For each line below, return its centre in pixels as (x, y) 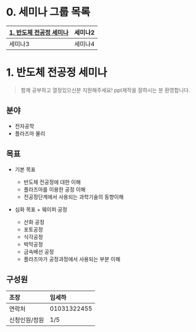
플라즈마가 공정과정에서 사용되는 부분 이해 (72, 259)
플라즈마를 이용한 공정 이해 (54, 189)
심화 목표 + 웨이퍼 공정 (41, 209)
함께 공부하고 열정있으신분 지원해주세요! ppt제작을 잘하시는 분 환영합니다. (105, 90)
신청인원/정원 (27, 320)
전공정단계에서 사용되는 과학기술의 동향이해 (74, 197)
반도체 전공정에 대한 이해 (52, 182)
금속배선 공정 (39, 251)
